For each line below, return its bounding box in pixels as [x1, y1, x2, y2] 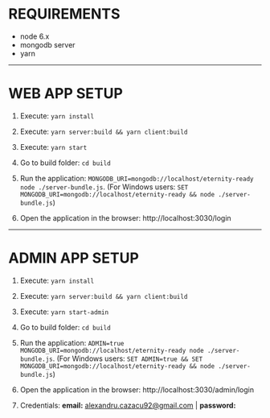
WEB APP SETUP [8, 85, 123, 103]
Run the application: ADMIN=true [19, 337, 125, 347]
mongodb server [19, 39, 76, 49]
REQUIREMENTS [8, 5, 121, 23]
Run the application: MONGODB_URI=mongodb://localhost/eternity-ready [19, 173, 254, 183]
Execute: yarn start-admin [19, 307, 109, 317]
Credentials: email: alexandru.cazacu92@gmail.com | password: [19, 400, 236, 410]
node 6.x [19, 31, 50, 41]
